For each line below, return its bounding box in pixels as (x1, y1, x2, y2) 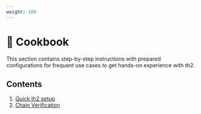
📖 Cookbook (6, 35, 69, 49)
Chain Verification (15, 101, 60, 109)
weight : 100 (6, 8, 36, 15)
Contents (6, 79, 43, 89)
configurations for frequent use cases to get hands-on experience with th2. (6, 61, 196, 69)
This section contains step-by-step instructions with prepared (6, 55, 161, 62)
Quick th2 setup (15, 95, 56, 102)
